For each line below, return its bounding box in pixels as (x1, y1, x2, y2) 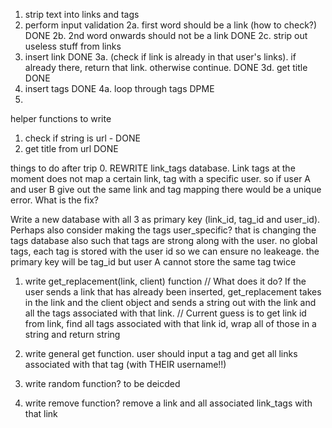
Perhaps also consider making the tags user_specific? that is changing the (10, 224, 317, 236)
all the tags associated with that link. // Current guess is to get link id (24, 307, 307, 319)
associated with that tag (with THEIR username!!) (24, 359, 227, 370)
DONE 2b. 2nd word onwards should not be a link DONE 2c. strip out (24, 30, 308, 41)
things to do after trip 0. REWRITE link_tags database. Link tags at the (10, 162, 296, 174)
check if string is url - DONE (24, 132, 141, 144)
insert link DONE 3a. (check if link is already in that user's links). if (24, 51, 297, 63)
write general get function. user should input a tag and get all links (24, 348, 298, 359)
